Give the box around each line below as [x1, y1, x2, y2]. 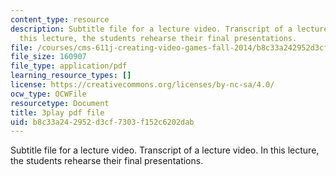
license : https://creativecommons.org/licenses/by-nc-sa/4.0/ [10, 80, 275, 90]
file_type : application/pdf [10, 61, 128, 71]
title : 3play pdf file [10, 107, 105, 118]
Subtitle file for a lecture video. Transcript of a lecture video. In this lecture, [10, 144, 320, 156]
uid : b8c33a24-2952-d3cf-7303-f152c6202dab [10, 117, 195, 127]
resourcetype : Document [10, 98, 110, 108]
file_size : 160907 [10, 52, 87, 62]
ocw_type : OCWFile [10, 89, 87, 99]
